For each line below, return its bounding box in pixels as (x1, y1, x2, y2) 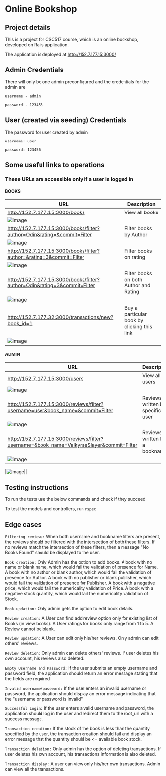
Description (127, 201, 156, 208)
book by (124, 317, 144, 324)
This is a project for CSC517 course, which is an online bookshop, (5, 36, 139, 42)
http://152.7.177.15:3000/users (7, 375, 84, 382)
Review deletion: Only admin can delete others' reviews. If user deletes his (5, 650, 159, 656)
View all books (124, 209, 159, 216)
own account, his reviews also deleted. (5, 655, 84, 661)
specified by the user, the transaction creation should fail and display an (5, 731, 152, 737)
